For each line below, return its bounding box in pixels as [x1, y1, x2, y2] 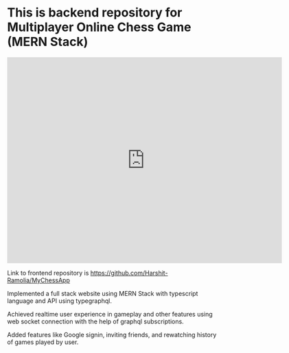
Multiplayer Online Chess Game [7, 19, 192, 35]
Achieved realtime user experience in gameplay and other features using [7, 310, 213, 318]
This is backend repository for [7, 5, 183, 21]
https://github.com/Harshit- [90, 269, 168, 277]
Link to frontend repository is [7, 269, 89, 277]
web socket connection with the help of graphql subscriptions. [7, 317, 184, 326]
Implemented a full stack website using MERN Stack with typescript [7, 289, 198, 297]
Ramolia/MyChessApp [7, 276, 70, 284]
